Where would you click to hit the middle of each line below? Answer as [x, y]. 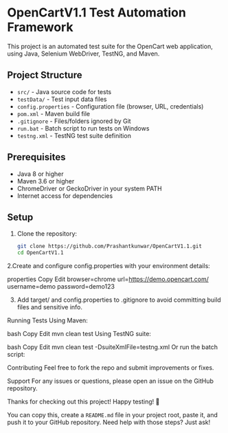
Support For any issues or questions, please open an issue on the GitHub [111, 381]
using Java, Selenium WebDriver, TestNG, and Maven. [83, 54]
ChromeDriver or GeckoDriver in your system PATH [90, 188]
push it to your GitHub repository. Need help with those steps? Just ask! [109, 422]
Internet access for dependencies [65, 196]
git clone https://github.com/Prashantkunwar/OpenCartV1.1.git [110, 246]
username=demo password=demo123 [61, 287]
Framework [40, 27]
